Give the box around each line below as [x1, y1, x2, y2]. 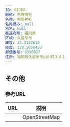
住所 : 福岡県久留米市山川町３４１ [5, 54, 66, 59]
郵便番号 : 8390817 [5, 49, 41, 54]
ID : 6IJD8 [5, 7, 26, 13]
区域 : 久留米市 [5, 36, 32, 41]
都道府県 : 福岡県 [5, 31, 36, 36]
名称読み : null [5, 21, 34, 27]
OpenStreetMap [22, 114, 60, 121]
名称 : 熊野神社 [5, 17, 32, 22]
